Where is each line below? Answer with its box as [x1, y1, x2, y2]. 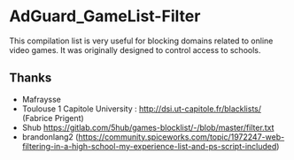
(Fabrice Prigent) [21, 112, 84, 123]
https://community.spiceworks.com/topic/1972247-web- [78, 131, 285, 142]
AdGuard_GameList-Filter [9, 6, 201, 27]
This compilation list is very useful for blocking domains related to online [9, 35, 274, 46]
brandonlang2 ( [21, 131, 79, 142]
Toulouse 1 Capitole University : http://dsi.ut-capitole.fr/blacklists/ [21, 103, 262, 114]
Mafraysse [21, 94, 62, 104]
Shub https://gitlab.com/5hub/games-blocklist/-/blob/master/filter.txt [21, 122, 275, 133]
